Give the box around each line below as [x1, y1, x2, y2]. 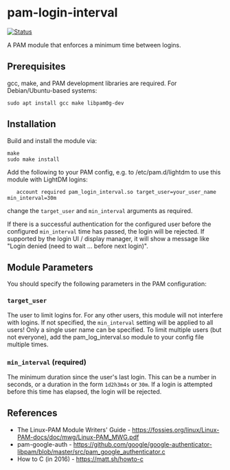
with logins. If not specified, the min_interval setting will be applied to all [7, 318, 214, 326]
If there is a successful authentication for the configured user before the [7, 220, 211, 228]
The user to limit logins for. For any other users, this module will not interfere [7, 311, 223, 319]
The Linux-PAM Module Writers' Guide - [16, 425, 131, 434]
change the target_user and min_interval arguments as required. [7, 206, 193, 214]
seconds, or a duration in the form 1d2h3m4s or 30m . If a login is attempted [7, 380, 213, 388]
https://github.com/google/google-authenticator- [73, 440, 213, 448]
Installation [7, 118, 56, 130]
